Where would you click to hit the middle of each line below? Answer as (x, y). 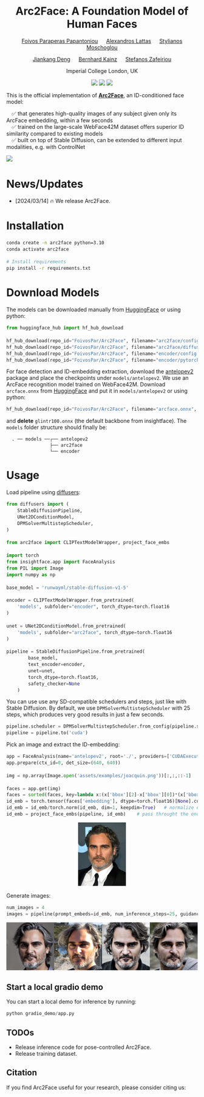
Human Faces (102, 24)
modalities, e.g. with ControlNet (46, 146)
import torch (23, 555)
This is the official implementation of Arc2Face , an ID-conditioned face (95, 95)
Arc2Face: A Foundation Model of (102, 11)
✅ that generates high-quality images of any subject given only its (94, 113)
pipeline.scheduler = (34, 727)
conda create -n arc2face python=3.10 (55, 242)
